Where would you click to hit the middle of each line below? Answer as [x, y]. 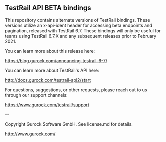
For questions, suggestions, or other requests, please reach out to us [76, 90]
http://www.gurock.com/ [30, 134]
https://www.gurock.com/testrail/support [47, 105]
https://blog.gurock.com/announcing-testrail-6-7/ [56, 61]
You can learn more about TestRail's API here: [52, 70]
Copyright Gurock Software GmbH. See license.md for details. [69, 124]
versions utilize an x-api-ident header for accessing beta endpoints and [79, 25]
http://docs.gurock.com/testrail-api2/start [48, 80]
